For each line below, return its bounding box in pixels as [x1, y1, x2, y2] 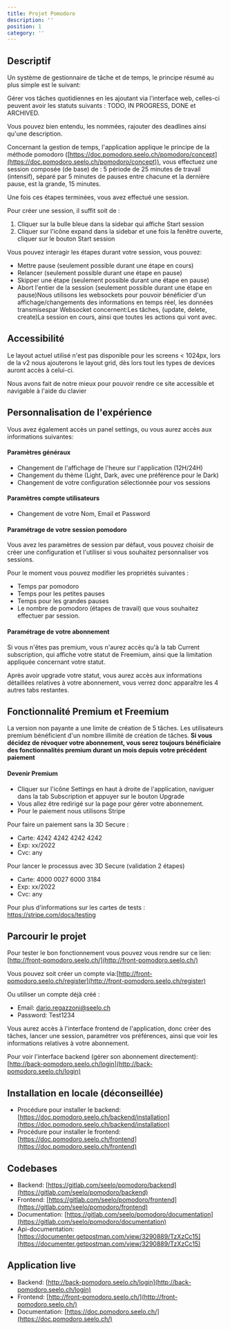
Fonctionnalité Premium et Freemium [7, 705, 169, 717]
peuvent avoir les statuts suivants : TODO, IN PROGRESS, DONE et [7, 102, 196, 110]
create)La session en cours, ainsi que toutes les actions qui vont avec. [17, 313, 218, 322]
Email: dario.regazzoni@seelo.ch [17, 1004, 111, 1012]
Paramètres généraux [7, 448, 71, 456]
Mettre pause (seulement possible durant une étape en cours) [17, 261, 194, 270]
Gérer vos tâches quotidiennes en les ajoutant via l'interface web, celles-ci [7, 94, 220, 102]
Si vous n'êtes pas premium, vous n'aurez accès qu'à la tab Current [7, 643, 200, 651]
